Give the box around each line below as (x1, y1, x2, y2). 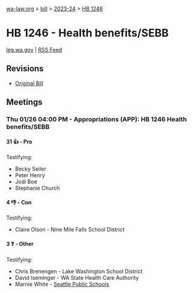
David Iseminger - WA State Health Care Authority (14, 274, 139, 281)
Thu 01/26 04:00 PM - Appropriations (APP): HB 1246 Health (6, 115, 188, 124)
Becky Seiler (14, 165, 46, 172)
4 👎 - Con (6, 198, 32, 206)
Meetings (6, 97, 43, 107)
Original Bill (14, 80, 44, 87)
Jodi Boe (14, 178, 37, 186)
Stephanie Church (14, 184, 60, 192)
